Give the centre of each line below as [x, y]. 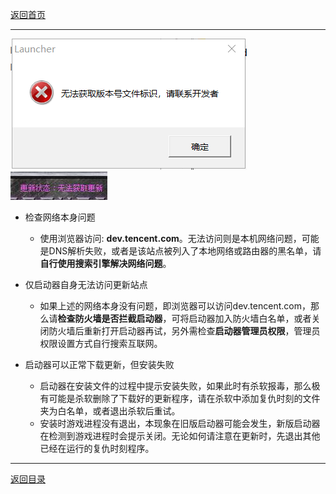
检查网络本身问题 [60, 217]
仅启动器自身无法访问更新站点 [86, 284]
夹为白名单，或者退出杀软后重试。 [110, 411]
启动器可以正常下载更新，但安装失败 [99, 364]
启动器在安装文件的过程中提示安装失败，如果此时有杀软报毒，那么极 [180, 386]
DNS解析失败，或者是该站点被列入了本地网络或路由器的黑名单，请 [185, 251]
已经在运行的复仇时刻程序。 [97, 448]
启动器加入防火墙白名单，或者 [250, 318]
